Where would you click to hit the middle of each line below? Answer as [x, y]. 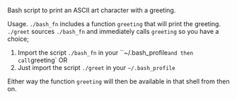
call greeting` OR [42, 60]
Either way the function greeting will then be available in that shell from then [118, 81]
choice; [18, 39]
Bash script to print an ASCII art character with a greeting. [92, 10]
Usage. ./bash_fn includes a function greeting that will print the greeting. [114, 24]
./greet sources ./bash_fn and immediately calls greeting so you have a [113, 31]
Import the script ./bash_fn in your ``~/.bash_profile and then [105, 53]
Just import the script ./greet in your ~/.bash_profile [96, 68]
